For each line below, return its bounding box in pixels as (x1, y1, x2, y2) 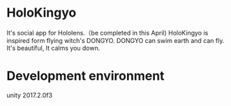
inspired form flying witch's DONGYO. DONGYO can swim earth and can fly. (6, 36, 225, 44)
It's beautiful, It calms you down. (6, 44, 100, 52)
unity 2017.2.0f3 (6, 91, 53, 99)
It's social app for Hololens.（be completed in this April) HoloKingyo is (6, 28, 209, 37)
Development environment (6, 68, 165, 84)
